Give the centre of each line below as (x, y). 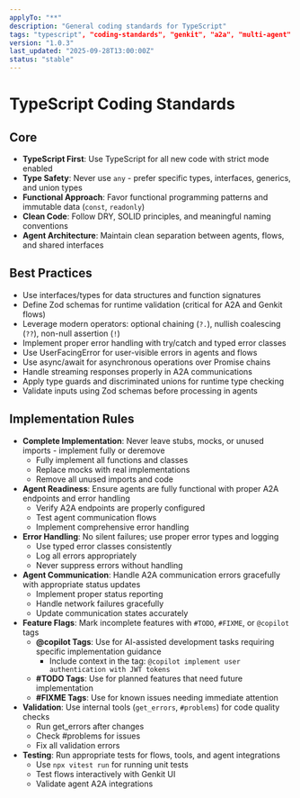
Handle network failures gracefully (100, 603)
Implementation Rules (72, 419)
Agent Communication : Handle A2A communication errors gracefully (151, 575)
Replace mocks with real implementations (113, 469)
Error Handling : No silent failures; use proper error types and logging (150, 536)
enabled (37, 168)
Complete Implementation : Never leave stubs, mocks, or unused (143, 440)
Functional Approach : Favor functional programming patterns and (145, 197)
